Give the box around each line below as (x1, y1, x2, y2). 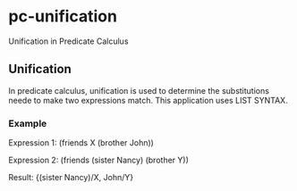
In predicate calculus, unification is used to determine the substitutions (8, 85, 270, 95)
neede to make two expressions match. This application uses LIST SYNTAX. (8, 95, 288, 105)
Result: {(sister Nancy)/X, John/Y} (8, 172, 134, 183)
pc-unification (8, 6, 118, 27)
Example (8, 117, 47, 129)
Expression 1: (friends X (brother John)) (8, 137, 154, 148)
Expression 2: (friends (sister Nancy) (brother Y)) (8, 154, 189, 166)
